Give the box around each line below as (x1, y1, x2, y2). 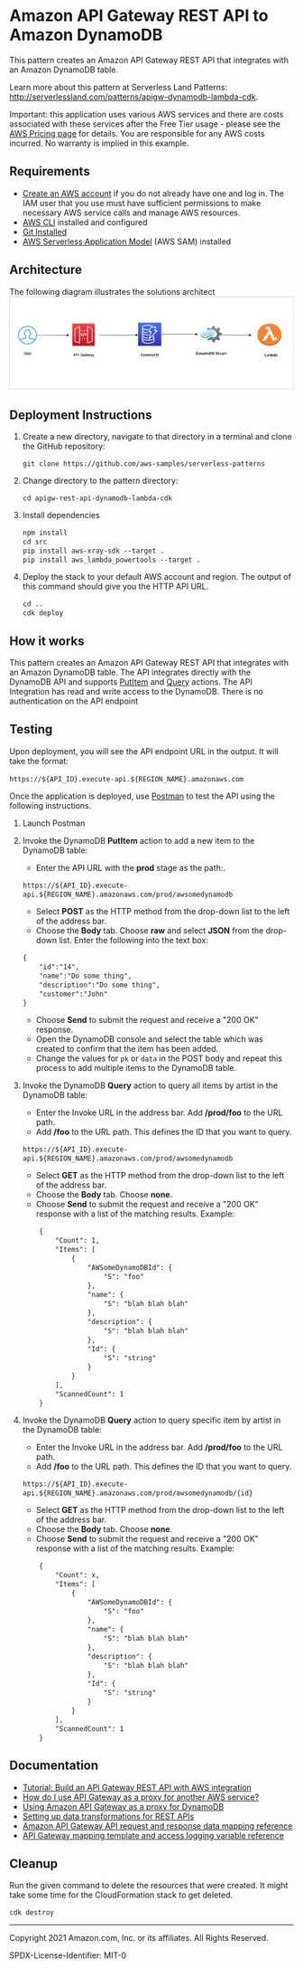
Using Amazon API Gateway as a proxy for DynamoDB (22, 1801, 225, 1812)
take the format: (9, 755, 69, 766)
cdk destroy (9, 1908, 54, 1917)
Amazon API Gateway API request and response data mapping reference (22, 1820, 293, 1831)
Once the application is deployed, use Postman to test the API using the (9, 790, 275, 801)
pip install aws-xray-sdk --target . (22, 546, 165, 556)
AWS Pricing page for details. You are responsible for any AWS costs (9, 128, 265, 138)
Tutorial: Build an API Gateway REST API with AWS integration (22, 1782, 252, 1793)
